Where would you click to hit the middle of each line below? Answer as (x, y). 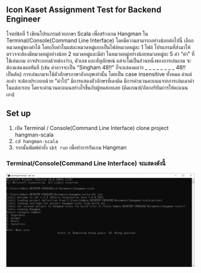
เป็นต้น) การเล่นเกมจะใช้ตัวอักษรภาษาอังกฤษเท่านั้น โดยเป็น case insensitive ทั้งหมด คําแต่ (99, 74)
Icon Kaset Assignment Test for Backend (84, 10)
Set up (19, 113)
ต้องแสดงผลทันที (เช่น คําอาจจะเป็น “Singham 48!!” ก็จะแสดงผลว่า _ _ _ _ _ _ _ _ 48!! (96, 67)
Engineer (23, 19)
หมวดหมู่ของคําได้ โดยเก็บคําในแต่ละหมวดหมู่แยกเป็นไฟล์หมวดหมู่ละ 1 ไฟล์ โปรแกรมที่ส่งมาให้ (98, 47)
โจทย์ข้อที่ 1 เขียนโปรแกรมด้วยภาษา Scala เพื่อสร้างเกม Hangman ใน (77, 34)
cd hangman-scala (36, 141)
